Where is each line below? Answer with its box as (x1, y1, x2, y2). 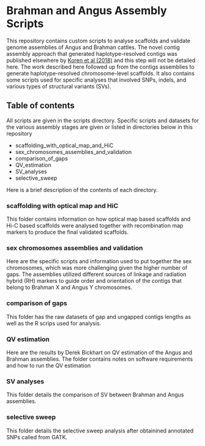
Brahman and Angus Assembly (6, 4, 167, 18)
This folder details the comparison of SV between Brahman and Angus (6, 391, 184, 399)
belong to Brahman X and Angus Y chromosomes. (6, 283, 133, 291)
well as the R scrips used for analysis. (6, 320, 102, 327)
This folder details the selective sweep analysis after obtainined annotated (6, 427, 194, 434)
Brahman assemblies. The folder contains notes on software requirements (6, 355, 193, 363)
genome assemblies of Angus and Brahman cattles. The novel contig (6, 44, 181, 51)
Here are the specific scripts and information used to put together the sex (6, 258, 192, 265)
